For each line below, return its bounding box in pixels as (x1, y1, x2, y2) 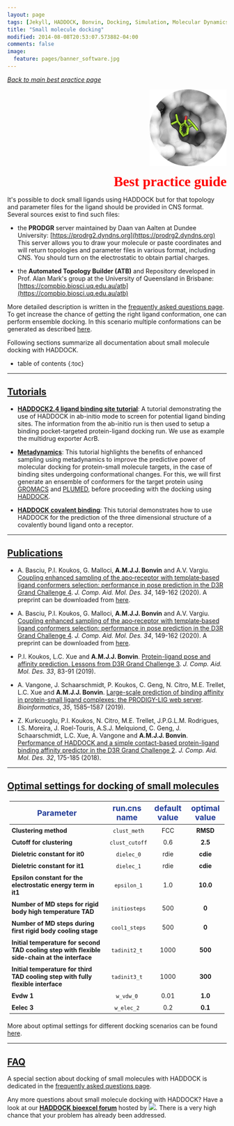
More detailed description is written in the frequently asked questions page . (7, 302, 225, 310)
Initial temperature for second (11, 938, 101, 947)
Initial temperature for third (11, 965, 93, 973)
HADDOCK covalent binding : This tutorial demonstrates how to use (17, 506, 212, 514)
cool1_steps (111, 924, 146, 931)
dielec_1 (116, 863, 141, 870)
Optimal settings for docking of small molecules (7, 780, 219, 792)
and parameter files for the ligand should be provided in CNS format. (7, 202, 204, 211)
